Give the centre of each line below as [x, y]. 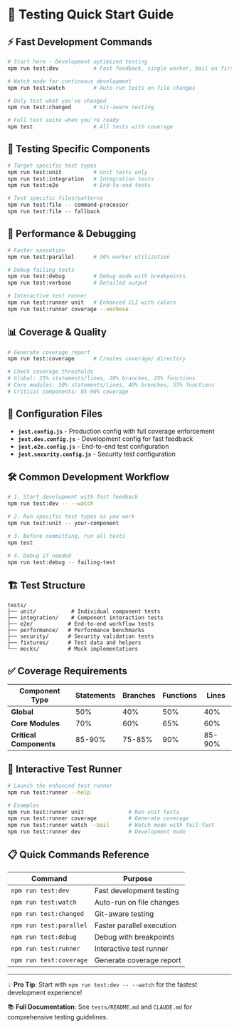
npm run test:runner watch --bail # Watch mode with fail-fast [111, 825]
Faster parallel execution [135, 925]
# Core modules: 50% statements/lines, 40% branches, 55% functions [111, 385]
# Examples [23, 805]
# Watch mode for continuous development [70, 81]
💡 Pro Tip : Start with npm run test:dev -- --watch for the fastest [102, 984]
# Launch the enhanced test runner [60, 785]
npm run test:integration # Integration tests [81, 179]
